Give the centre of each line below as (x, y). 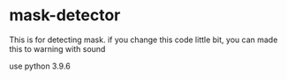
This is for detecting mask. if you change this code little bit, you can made (143, 40)
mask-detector (65, 15)
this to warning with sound (57, 48)
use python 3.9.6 (40, 66)
